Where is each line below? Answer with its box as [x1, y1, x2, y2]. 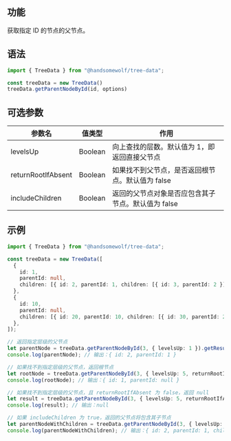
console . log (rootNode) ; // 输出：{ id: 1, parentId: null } [7, 376, 180, 384]
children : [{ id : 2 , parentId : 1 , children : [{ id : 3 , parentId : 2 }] [19, 281, 226, 288]
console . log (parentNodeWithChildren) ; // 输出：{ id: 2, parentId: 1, [7, 427, 211, 434]
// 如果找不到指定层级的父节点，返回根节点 [7, 364, 114, 371]
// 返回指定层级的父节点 [7, 338, 68, 346]
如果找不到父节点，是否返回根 [112, 165, 209, 175]
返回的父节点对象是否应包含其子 [112, 189, 216, 198]
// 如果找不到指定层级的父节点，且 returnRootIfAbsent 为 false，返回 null [7, 389, 210, 396]
